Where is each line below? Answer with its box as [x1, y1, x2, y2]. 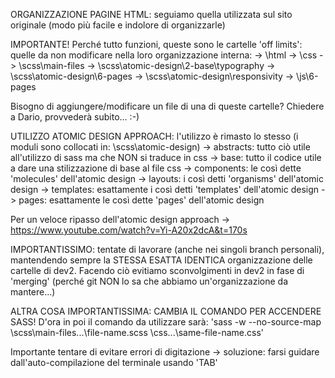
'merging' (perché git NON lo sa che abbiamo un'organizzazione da [10, 275, 288, 287]
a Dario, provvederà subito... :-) [10, 111, 140, 123]
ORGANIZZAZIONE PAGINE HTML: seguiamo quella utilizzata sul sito [10, 9, 293, 20]
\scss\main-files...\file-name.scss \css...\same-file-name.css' [10, 327, 264, 338]
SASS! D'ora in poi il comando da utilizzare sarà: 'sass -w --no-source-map [10, 316, 322, 328]
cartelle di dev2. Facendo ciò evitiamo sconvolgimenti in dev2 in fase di [10, 265, 305, 276]
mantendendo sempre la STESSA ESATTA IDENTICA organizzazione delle [10, 254, 313, 266]
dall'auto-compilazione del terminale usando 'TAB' [10, 357, 218, 368]
